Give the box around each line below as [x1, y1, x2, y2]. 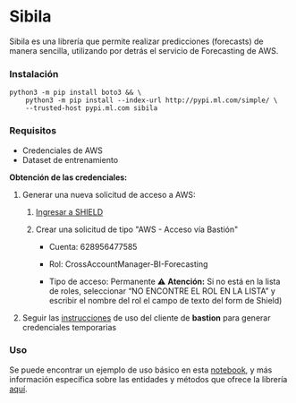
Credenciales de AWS [21, 145, 103, 156]
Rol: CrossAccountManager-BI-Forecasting [48, 258, 208, 270]
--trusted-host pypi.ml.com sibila [25, 104, 158, 113]
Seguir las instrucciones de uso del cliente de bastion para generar [21, 312, 271, 323]
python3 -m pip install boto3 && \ [9, 88, 142, 98]
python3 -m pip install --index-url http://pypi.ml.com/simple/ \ [25, 96, 278, 105]
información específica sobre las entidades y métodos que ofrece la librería [9, 373, 288, 384]
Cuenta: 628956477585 [48, 241, 138, 252]
